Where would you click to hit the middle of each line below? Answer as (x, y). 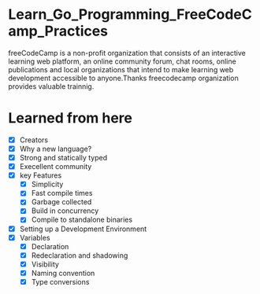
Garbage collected (61, 202)
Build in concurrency (65, 211)
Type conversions (60, 281)
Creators (34, 140)
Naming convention (63, 273)
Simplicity (47, 184)
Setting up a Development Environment (83, 229)
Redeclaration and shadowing (80, 255)
